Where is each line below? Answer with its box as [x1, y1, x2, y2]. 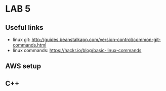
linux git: [12, 36, 31, 42]
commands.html [12, 42, 47, 48]
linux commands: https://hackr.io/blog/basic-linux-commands [12, 48, 142, 53]
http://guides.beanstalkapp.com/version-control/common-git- [31, 36, 161, 42]
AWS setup [5, 62, 41, 71]
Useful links [5, 23, 44, 32]
